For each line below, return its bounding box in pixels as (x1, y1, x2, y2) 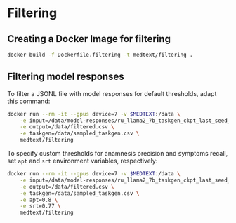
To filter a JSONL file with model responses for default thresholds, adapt (7, 89, 217, 97)
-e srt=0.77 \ (20, 203, 61, 210)
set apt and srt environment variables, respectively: (7, 156, 158, 165)
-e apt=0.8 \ (20, 196, 58, 203)
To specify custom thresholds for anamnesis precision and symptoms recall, (7, 149, 228, 158)
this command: (7, 97, 51, 105)
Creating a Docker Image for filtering (7, 33, 171, 45)
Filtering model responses (7, 71, 124, 83)
